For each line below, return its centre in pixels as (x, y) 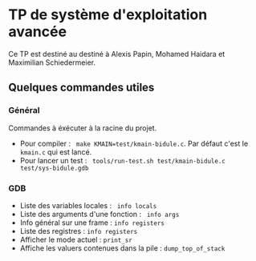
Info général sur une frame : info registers (92, 223)
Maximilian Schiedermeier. (52, 62)
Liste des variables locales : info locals (88, 205)
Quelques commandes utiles (81, 88)
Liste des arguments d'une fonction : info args (100, 214)
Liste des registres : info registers (79, 231)
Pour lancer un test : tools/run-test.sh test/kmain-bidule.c (123, 160)
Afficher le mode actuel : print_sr (76, 239)
